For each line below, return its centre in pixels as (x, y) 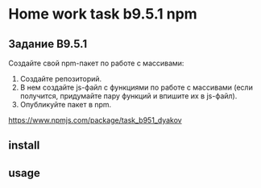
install (24, 146)
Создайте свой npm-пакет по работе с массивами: (96, 63)
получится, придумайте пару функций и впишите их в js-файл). (128, 96)
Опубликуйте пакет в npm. (66, 104)
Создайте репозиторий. (61, 79)
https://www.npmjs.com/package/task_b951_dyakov (95, 120)
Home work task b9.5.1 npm (103, 14)
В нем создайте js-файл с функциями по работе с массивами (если (137, 87)
